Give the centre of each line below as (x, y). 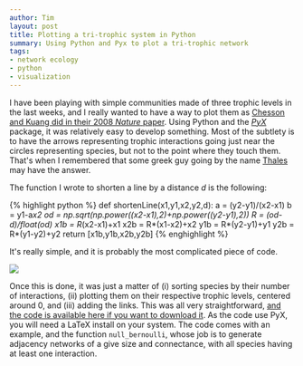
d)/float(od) (31, 224)
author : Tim (32, 18)
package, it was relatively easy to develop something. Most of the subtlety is (152, 131)
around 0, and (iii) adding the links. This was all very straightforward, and (146, 305)
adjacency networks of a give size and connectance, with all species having (151, 343)
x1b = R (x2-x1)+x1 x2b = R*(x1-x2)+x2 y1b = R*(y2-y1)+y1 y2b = (174, 224)
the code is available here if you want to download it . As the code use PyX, (148, 314)
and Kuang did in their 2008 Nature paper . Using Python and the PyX (138, 121)
